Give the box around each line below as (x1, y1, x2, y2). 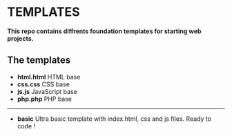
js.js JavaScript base (17, 87, 77, 95)
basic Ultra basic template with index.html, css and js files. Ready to (17, 115, 212, 123)
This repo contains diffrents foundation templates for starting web (7, 27, 202, 35)
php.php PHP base (17, 95, 72, 103)
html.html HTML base (17, 72, 81, 81)
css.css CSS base (17, 80, 70, 88)
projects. (7, 34, 34, 42)
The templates (7, 55, 71, 66)
